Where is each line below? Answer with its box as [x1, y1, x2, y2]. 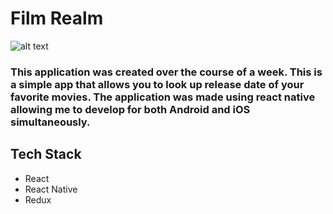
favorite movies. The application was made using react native [10, 90, 316, 104]
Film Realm [10, 7, 104, 30]
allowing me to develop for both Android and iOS [10, 102, 251, 116]
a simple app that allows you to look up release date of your [10, 77, 305, 91]
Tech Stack [10, 146, 82, 163]
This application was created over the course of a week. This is [10, 65, 323, 79]
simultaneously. [10, 115, 91, 129]
